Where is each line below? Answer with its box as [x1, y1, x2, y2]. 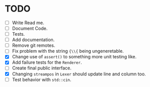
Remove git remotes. [12, 42, 56, 48]
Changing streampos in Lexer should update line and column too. [12, 71, 146, 77]
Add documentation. [12, 37, 55, 43]
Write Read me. [12, 20, 44, 26]
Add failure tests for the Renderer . [12, 59, 82, 65]
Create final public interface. [12, 65, 72, 71]
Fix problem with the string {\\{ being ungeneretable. [12, 48, 124, 54]
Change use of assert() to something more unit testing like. [12, 54, 137, 60]
